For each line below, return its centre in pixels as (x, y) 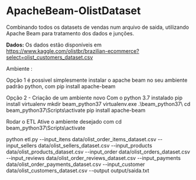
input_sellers (22, 145)
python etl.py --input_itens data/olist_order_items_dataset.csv (81, 139)
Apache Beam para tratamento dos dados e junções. (70, 33)
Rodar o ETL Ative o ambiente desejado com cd (64, 121)
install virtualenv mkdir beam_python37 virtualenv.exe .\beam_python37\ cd (98, 104)
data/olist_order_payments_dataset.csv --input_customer (76, 164)
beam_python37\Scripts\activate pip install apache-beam (76, 110)
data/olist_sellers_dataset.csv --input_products (95, 145)
